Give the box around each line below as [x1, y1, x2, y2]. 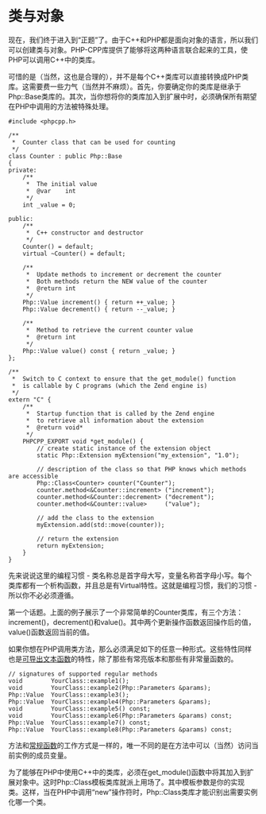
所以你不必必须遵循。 [8, 590, 78, 600]
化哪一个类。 [8, 797, 50, 807]
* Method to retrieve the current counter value [25, 326, 194, 334]
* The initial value [25, 180, 98, 188]
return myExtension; [37, 541, 105, 549]
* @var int [25, 187, 77, 195]
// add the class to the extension [37, 514, 155, 521]
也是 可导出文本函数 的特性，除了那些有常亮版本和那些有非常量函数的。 [8, 653, 238, 664]
